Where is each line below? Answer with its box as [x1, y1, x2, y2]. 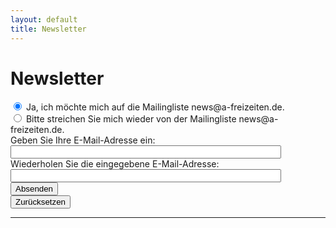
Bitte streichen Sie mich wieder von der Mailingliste [25, 113, 237, 125]
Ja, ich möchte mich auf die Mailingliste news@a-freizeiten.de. [25, 101, 285, 113]
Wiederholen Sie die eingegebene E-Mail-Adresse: [10, 158, 220, 170]
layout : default [10, 14, 78, 25]
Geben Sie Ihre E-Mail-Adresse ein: [10, 134, 156, 146]
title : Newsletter [10, 24, 87, 34]
